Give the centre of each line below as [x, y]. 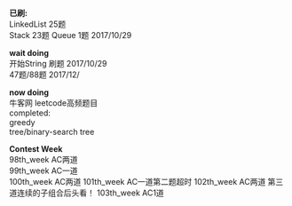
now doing [29, 92]
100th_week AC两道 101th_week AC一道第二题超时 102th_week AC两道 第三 [146, 182]
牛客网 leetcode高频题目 [54, 103]
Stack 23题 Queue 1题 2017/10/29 [71, 35]
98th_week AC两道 [43, 159]
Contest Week [36, 149]
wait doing [29, 53]
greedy [22, 122]
